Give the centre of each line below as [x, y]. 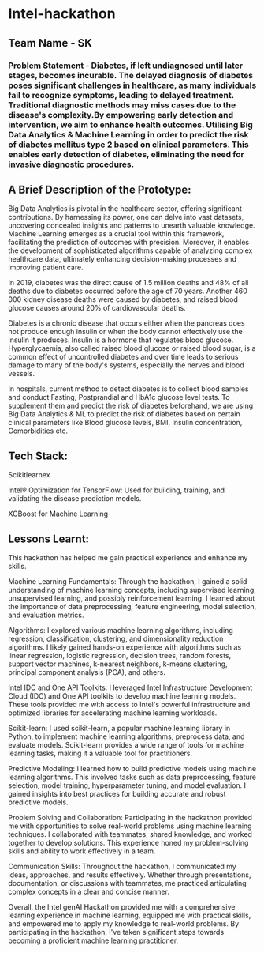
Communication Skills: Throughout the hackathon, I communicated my [122, 866]
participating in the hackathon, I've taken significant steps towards [116, 932]
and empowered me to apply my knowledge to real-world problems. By [124, 923]
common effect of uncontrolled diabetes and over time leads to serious [123, 357]
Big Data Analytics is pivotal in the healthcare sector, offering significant [125, 209]
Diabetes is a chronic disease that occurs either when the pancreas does [127, 323]
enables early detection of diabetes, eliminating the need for [126, 154]
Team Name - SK [50, 43]
